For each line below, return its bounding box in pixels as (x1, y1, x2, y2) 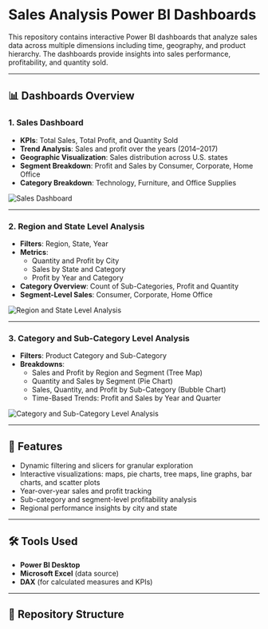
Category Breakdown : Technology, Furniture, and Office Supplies (19, 177, 237, 187)
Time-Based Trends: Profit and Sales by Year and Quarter (31, 393, 222, 403)
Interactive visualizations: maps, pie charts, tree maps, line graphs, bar (19, 469, 253, 479)
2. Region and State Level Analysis (8, 221, 145, 232)
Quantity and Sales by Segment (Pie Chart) (31, 376, 173, 386)
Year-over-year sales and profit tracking (19, 486, 152, 496)
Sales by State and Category (31, 264, 126, 273)
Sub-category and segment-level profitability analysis (19, 495, 197, 504)
